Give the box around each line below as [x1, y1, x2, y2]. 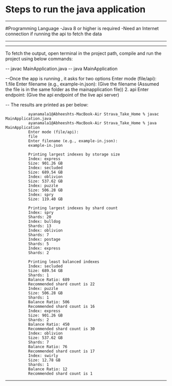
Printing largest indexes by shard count [28, 206, 118, 211]
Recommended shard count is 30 [28, 326, 95, 331]
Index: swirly [28, 353, 58, 358]
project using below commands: [5, 55, 73, 62]
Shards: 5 [28, 241, 50, 246]
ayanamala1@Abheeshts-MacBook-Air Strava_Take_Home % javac [28, 111, 159, 117]
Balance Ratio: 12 [28, 367, 68, 372]
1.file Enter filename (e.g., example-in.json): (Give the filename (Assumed [5, 81, 160, 87]
